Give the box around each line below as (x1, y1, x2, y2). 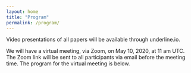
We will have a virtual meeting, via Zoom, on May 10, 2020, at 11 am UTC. (6, 47, 185, 55)
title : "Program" (6, 14, 49, 20)
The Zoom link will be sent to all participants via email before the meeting (6, 54, 186, 61)
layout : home (6, 8, 39, 15)
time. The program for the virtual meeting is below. (6, 60, 130, 67)
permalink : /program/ (6, 20, 60, 26)
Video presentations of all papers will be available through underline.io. (6, 36, 180, 43)
